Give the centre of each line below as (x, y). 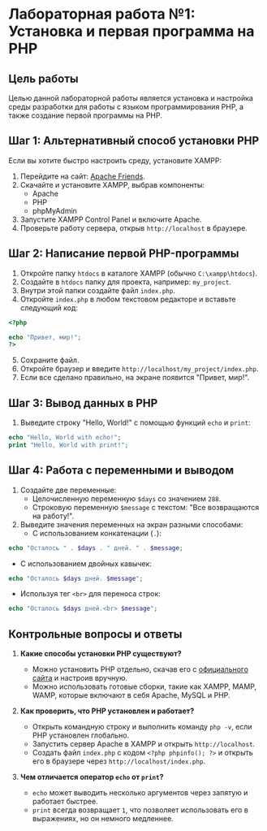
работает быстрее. (65, 802)
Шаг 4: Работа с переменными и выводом (121, 471)
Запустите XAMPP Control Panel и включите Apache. (111, 219)
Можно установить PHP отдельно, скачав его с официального (140, 669)
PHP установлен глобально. (81, 735)
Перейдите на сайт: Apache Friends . (83, 176)
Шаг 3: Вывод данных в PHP (83, 403)
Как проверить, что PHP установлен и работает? (107, 711)
